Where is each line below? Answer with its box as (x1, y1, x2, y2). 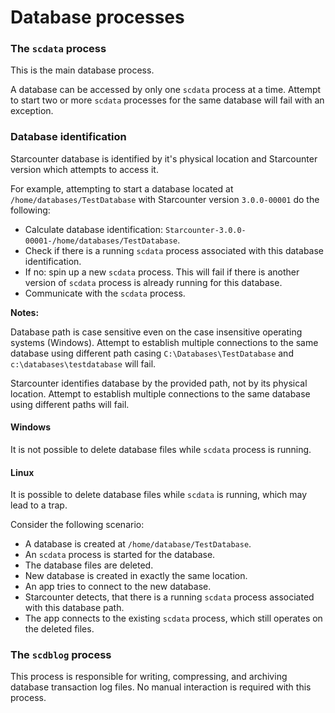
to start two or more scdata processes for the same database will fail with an (10, 94, 325, 106)
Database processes (10, 6, 185, 29)
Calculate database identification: (24, 223, 163, 235)
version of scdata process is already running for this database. (24, 276, 283, 288)
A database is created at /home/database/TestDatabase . (24, 538, 252, 550)
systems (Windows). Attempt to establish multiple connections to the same (10, 336, 319, 348)
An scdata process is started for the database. (24, 549, 216, 561)
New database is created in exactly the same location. (24, 570, 248, 582)
